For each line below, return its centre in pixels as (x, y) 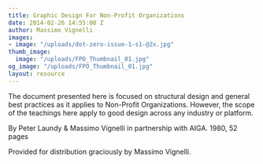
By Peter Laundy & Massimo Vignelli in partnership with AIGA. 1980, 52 (123, 128)
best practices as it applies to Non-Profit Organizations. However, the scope (131, 104)
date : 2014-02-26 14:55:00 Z (56, 23)
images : (21, 37)
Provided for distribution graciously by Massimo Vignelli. (100, 151)
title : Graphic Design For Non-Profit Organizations (96, 15)
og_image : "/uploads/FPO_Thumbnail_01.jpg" (81, 67)
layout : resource (37, 74)
